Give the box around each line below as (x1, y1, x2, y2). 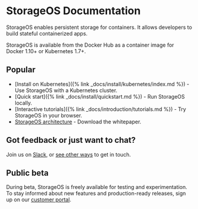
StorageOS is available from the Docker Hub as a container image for (6, 41, 174, 48)
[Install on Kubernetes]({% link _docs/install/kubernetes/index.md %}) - (14, 80, 190, 87)
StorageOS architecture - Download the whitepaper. (14, 118, 142, 125)
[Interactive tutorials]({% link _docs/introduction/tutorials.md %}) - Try (14, 105, 186, 113)
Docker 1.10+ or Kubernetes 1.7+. (6, 47, 86, 54)
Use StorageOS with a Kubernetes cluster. (14, 87, 118, 94)
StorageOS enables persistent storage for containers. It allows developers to (6, 24, 192, 31)
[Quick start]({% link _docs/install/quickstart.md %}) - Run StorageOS (14, 93, 185, 100)
